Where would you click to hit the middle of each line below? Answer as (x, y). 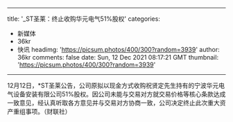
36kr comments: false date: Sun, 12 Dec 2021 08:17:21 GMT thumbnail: (118, 57)
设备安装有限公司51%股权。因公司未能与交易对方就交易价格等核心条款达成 (119, 94)
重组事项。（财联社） (42, 111)
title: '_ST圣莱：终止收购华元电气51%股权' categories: (84, 19)
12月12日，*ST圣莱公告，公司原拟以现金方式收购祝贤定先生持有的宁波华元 (113, 85)
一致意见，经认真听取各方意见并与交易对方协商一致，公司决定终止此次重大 (113, 103)
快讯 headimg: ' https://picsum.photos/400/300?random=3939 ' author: (118, 50)
